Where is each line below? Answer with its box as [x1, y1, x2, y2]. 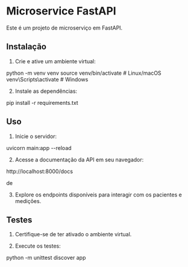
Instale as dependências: [14, 87, 77, 95]
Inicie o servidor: [14, 133, 57, 140]
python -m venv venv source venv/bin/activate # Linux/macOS [6, 69, 161, 77]
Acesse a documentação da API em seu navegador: [14, 155, 144, 163]
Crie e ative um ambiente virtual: [14, 57, 96, 64]
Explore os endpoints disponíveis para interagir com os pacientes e [14, 191, 182, 198]
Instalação [6, 42, 47, 52]
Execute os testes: [14, 242, 61, 250]
